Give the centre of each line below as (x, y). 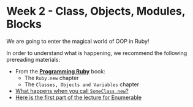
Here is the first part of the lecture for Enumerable (78, 97)
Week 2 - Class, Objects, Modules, (96, 11)
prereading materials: (33, 59)
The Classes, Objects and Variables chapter (82, 84)
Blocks (24, 24)
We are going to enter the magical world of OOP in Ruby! (78, 41)
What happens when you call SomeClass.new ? (72, 90)
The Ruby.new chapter (51, 78)
